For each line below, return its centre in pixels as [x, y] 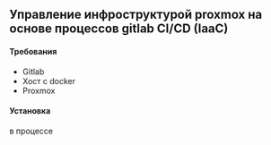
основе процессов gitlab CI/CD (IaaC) [119, 29]
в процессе [31, 131]
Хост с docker [49, 81]
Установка [30, 111]
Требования [33, 51]
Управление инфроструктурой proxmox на [136, 15]
